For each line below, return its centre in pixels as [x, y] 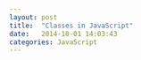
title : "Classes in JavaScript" [71, 26]
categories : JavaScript [54, 42]
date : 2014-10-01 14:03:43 [63, 34]
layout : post [33, 17]
